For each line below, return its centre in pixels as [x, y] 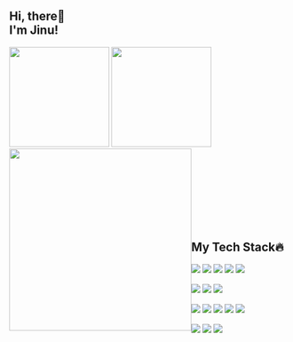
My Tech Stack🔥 [238, 247]
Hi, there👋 [37, 16]
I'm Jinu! [34, 31]
